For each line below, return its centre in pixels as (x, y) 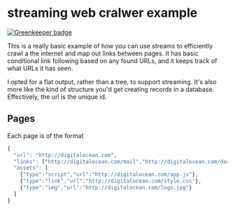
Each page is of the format (45, 135)
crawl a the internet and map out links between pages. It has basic (103, 53)
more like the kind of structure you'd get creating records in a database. (111, 89)
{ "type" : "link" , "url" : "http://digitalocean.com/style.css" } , (111, 181)
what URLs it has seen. (40, 68)
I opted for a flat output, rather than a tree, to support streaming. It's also (112, 81)
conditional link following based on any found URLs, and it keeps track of (112, 60)
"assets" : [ (31, 168)
